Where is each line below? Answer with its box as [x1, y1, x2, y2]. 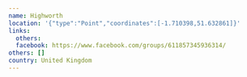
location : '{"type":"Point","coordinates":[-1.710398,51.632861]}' [8, 19, 241, 27]
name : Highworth [8, 11, 63, 20]
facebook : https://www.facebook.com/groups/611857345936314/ [15, 42, 227, 50]
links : [8, 26, 31, 34]
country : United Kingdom [8, 57, 92, 65]
